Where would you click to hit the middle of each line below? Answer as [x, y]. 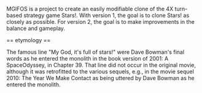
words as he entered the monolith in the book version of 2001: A [87, 58]
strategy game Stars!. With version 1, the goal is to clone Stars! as [107, 15]
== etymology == [29, 40]
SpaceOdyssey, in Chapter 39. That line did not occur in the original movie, [101, 65]
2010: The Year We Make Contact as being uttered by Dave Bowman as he [100, 78]
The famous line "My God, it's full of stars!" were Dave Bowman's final [95, 52]
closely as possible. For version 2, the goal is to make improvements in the [100, 22]
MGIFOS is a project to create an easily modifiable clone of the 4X [90, 9]
